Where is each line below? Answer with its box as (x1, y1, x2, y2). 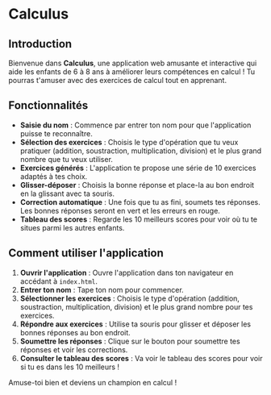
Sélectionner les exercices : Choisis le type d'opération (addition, (19, 293, 240, 303)
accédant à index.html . (19, 276, 98, 286)
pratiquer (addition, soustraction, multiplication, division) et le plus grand (19, 146, 262, 156)
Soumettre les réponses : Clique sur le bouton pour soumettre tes (19, 336, 240, 346)
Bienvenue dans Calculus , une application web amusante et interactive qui (8, 58, 257, 68)
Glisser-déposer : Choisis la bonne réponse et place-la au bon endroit (19, 180, 255, 189)
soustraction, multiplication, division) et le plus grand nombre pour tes (19, 301, 253, 311)
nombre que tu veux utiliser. (19, 154, 113, 164)
